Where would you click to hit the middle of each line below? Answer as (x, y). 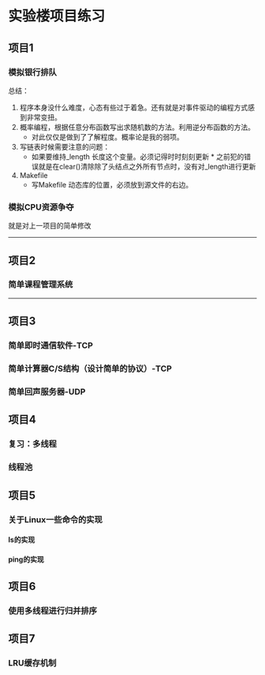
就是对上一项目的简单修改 (50, 226)
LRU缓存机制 (32, 663)
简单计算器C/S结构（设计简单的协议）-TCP (90, 369)
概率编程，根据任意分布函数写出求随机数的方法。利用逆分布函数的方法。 (137, 127)
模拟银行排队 (33, 72)
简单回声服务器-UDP (47, 392)
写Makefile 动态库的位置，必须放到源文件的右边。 (112, 184)
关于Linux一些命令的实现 (55, 519)
